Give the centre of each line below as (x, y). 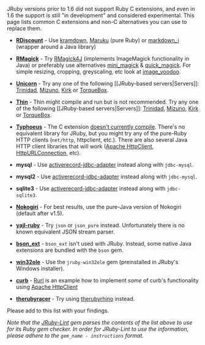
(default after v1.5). (39, 213)
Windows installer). (40, 268)
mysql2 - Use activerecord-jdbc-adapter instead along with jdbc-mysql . (106, 176)
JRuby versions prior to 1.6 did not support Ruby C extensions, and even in (101, 9)
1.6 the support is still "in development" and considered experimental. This (101, 15)
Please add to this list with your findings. (58, 311)
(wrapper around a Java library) (56, 47)
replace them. (24, 28)
